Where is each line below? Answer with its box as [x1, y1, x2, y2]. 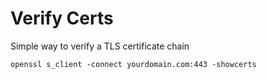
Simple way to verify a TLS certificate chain [10, 40, 190, 52]
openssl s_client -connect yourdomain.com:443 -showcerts [10, 59, 257, 69]
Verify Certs [10, 7, 114, 30]
